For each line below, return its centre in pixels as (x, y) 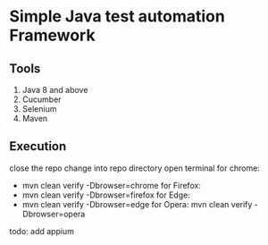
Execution (38, 146)
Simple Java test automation (117, 17)
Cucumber (42, 99)
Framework (52, 35)
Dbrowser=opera (54, 214)
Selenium (39, 109)
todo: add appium (42, 231)
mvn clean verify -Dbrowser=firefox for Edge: (106, 195)
